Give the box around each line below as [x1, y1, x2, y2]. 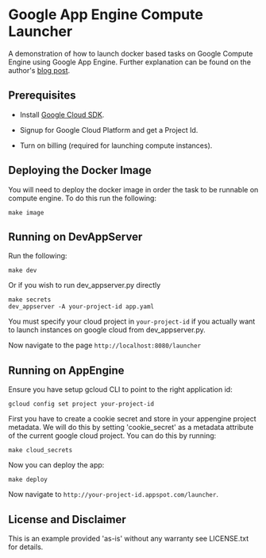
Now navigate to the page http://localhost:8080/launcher [8, 340, 202, 351]
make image [8, 208, 44, 216]
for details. [8, 542, 44, 552]
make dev [8, 266, 37, 275]
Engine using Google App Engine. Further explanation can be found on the [8, 57, 252, 67]
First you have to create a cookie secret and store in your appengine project [8, 414, 256, 424]
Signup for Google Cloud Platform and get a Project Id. [19, 125, 199, 134]
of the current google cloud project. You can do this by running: [8, 431, 217, 440]
